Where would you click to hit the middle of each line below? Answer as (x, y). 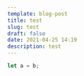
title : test (25, 20)
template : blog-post (38, 14)
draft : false (26, 33)
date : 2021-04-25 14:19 (42, 40)
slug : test (23, 27)
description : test (34, 46)
